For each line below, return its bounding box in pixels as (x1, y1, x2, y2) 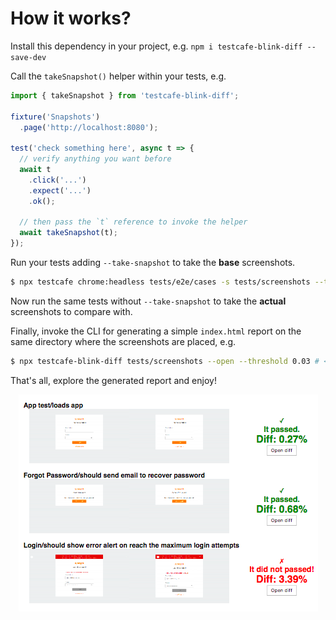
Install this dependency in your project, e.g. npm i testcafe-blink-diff (10, 40, 303, 52)
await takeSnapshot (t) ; (19, 228, 118, 238)
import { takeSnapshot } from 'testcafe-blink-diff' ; (10, 90, 240, 101)
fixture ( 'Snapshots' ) (10, 112, 101, 122)
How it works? (10, 7, 132, 30)
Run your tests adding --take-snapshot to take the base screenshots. (10, 257, 296, 269)
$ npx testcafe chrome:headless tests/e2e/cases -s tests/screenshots (10, 277, 311, 287)
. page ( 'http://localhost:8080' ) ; (19, 122, 159, 132)
